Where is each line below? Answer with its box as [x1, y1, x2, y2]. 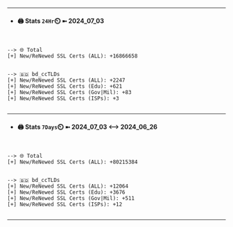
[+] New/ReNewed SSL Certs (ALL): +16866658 [7, 53, 138, 60]
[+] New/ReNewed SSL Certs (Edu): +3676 [7, 189, 126, 196]
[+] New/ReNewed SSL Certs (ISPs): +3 [7, 95, 119, 102]
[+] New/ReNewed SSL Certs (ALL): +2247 [7, 77, 126, 84]
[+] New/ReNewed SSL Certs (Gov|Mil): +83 [7, 89, 132, 96]
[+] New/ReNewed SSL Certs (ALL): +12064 [7, 183, 129, 190]
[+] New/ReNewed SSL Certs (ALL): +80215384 [7, 158, 138, 166]
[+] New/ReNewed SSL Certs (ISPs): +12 [7, 201, 123, 208]
